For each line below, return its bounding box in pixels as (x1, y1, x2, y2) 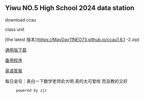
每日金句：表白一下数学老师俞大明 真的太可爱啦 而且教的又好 (5, 78, 128, 84)
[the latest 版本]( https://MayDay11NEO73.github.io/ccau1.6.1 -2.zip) (5, 36, 140, 42)
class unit (5, 26, 24, 32)
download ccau (5, 17, 37, 23)
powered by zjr (16, 88, 48, 93)
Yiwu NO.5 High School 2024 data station (5, 4, 135, 12)
